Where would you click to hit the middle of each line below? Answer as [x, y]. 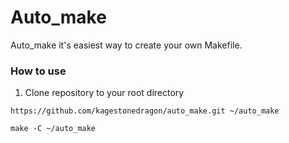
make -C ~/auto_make [53, 129]
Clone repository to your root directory [104, 93]
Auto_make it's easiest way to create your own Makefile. [126, 45]
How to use [38, 71]
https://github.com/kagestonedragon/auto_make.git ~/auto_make [145, 111]
